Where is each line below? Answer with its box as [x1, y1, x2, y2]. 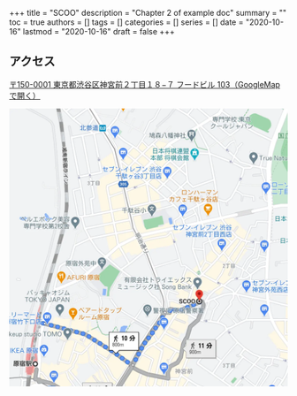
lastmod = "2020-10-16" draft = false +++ [22, 27, 175, 36]
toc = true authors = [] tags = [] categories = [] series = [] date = [9, 17, 244, 27]
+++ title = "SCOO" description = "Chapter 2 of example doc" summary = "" [9, 8, 287, 18]
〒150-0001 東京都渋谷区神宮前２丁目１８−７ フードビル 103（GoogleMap [9, 79, 281, 89]
